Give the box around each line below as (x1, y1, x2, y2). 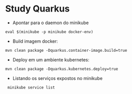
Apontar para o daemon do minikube (12, 20, 89, 26)
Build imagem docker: (12, 38, 58, 44)
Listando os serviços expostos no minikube (12, 75, 103, 81)
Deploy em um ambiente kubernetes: (12, 56, 90, 63)
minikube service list (7, 85, 55, 90)
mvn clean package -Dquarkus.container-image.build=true (5, 48, 127, 53)
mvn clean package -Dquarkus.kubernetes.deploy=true (5, 66, 118, 71)
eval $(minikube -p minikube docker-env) (5, 29, 94, 34)
